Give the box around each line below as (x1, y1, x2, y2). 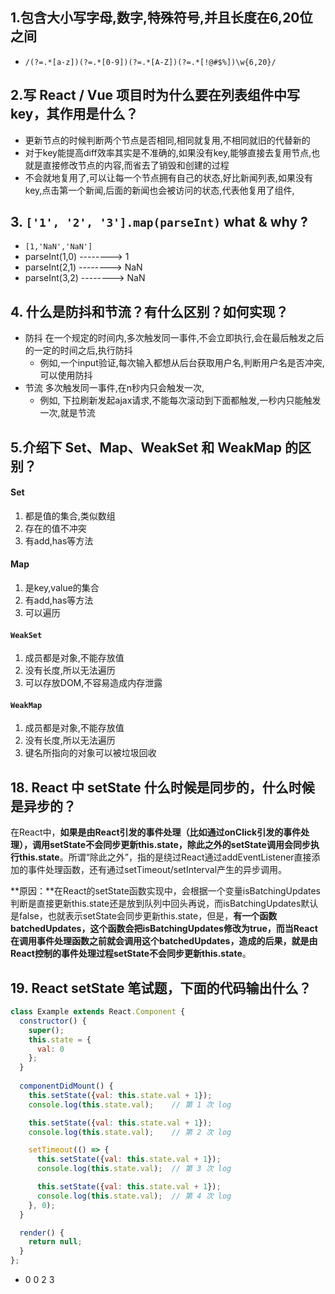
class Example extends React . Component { (10, 1007, 186, 1017)
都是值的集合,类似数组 (24, 509, 116, 522)
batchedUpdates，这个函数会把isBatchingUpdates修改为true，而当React (10, 923, 318, 935)
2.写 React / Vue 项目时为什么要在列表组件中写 (10, 87, 301, 104)
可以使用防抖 (39, 369, 93, 382)
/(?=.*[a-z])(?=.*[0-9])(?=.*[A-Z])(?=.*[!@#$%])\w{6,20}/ (24, 57, 277, 67)
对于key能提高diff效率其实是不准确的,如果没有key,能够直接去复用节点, (24, 146, 312, 158)
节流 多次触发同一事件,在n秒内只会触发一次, (24, 382, 205, 394)
